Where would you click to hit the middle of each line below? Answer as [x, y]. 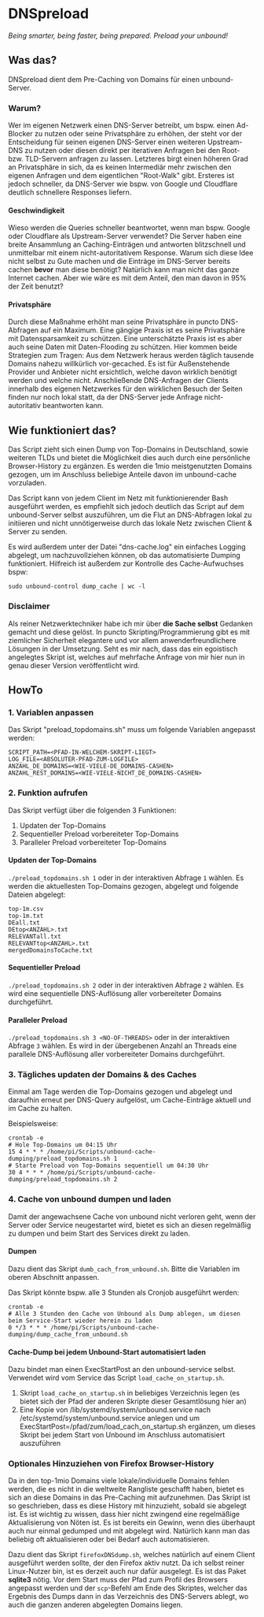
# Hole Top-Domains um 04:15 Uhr [63, 1145]
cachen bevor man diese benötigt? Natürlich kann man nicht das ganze [124, 269]
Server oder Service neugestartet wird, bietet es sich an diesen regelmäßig [130, 1225]
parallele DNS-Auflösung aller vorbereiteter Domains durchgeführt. [117, 1054]
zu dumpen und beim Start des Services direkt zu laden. [99, 1233]
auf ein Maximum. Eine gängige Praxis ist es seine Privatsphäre [143, 330]
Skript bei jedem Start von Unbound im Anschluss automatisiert [122, 1435]
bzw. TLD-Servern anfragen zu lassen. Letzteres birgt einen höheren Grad [128, 159]
